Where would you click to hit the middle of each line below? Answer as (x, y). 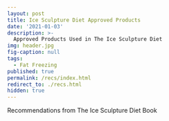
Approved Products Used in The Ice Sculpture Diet (88, 39)
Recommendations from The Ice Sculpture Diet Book (82, 111)
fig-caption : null (34, 53)
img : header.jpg (30, 46)
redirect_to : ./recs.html (44, 84)
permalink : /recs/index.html (49, 78)
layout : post (26, 13)
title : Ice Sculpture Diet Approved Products (74, 20)
